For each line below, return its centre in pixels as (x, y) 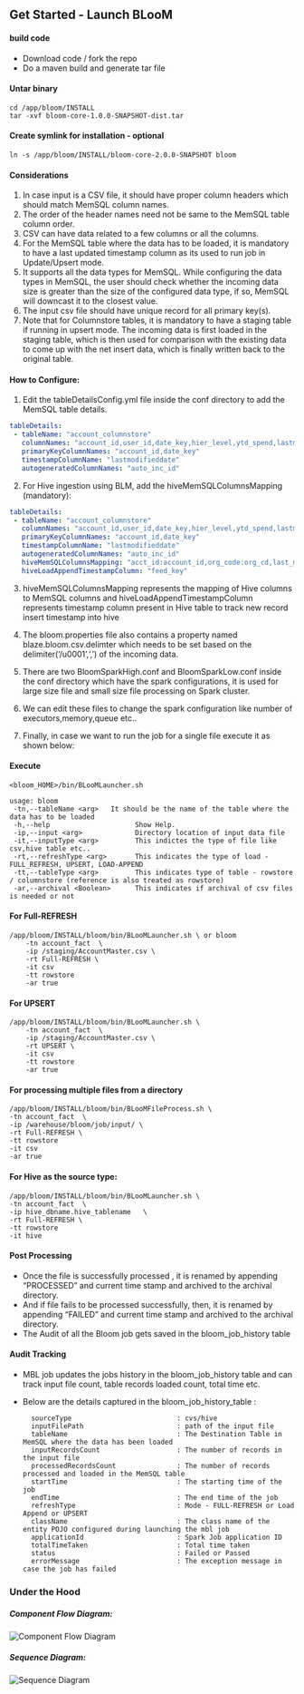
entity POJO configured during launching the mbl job (126, 1530)
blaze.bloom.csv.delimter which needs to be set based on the (137, 644)
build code (30, 38)
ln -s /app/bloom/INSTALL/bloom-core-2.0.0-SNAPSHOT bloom (123, 155)
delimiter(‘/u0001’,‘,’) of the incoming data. (100, 654)
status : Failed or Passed (141, 1553)
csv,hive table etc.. (50, 848)
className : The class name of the (151, 1522)
